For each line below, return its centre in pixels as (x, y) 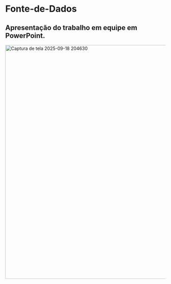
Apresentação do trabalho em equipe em (71, 28)
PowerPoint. (25, 35)
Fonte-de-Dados (41, 9)
